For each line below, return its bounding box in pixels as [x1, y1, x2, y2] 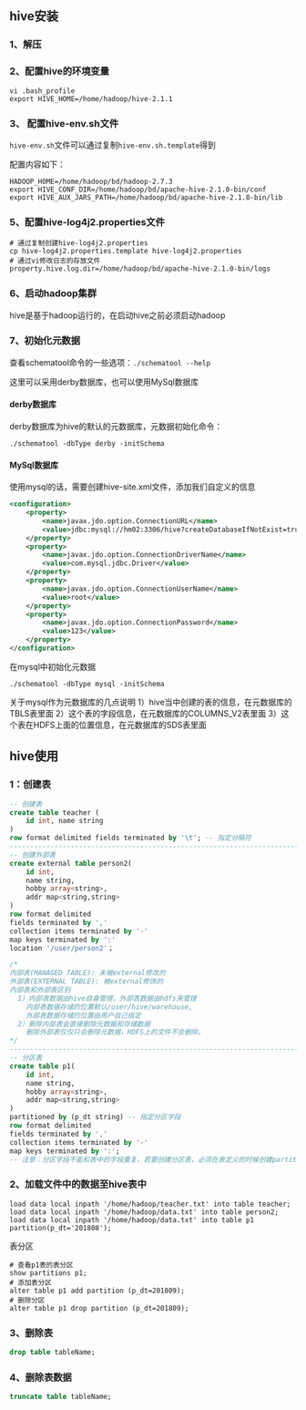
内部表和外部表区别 [9, 985, 71, 995]
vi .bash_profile [9, 86, 76, 96]
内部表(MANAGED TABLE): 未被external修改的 [9, 969, 167, 978]
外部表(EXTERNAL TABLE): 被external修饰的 [9, 977, 164, 986]
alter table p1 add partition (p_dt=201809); [9, 1286, 185, 1295]
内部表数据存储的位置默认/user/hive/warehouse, [25, 1002, 193, 1012]
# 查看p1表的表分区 [9, 1261, 74, 1270]
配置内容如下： [9, 159, 66, 170]
